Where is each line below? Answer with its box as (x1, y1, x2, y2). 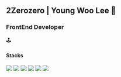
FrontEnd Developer (6, 23, 64, 31)
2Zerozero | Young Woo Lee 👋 (6, 6, 116, 16)
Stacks (6, 52, 23, 59)
